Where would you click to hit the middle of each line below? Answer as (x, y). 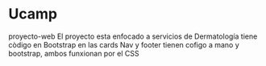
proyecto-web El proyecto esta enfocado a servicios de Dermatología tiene (133, 36)
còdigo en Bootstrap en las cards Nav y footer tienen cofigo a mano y (124, 44)
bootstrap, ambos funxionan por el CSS (74, 53)
